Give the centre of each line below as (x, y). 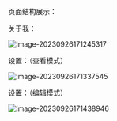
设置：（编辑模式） (38, 93)
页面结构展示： (32, 11)
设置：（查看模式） (38, 60)
